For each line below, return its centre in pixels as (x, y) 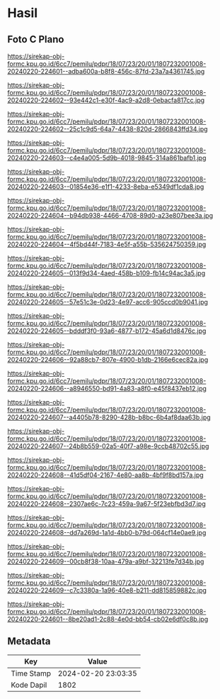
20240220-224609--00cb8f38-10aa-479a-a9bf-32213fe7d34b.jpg (106, 561)
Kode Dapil (29, 685)
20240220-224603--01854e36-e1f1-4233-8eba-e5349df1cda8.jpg (106, 187)
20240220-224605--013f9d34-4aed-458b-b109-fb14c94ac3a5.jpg (106, 273)
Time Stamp (31, 673)
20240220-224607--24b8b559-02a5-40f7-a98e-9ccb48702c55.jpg (108, 446)
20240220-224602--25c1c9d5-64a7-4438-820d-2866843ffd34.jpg (108, 129)
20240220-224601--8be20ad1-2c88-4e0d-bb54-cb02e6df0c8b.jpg (108, 619)
